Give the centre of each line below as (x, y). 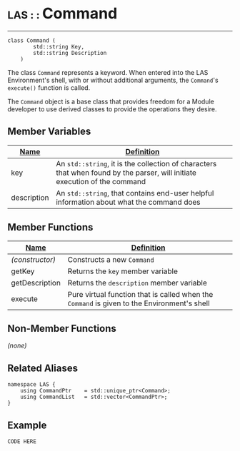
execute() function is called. (49, 87)
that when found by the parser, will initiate (126, 173)
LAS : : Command (62, 13)
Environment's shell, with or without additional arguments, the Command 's (113, 80)
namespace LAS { (31, 385)
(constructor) (33, 259)
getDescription (36, 283)
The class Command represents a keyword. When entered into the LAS (108, 72)
